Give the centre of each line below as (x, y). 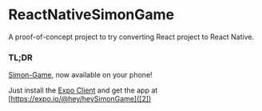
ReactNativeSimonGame (91, 15)
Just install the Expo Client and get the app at (83, 90)
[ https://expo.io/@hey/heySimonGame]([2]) (80, 99)
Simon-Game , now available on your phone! (81, 75)
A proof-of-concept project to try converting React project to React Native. (131, 37)
